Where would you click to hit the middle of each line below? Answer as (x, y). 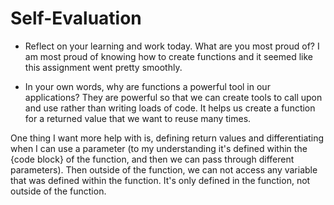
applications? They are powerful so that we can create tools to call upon (173, 97)
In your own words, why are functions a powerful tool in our (147, 86)
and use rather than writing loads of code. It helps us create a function (170, 108)
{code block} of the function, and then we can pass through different (152, 159)
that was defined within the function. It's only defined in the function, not (160, 180)
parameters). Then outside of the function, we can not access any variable (164, 169)
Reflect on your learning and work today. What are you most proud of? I (172, 46)
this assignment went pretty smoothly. (103, 67)
